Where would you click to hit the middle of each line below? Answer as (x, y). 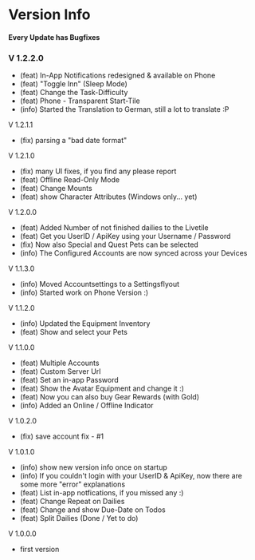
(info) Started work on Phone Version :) (84, 292)
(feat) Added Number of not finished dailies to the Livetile (114, 228)
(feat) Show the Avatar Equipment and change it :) (102, 388)
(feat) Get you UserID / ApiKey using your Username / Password (125, 236)
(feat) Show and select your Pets (73, 332)
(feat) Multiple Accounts (59, 363)
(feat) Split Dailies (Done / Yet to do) (79, 518)
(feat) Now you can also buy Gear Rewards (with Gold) (110, 397)
